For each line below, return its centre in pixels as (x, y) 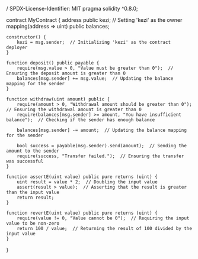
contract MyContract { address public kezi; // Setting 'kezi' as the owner (94, 20)
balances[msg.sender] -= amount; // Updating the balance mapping (102, 130)
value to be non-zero (33, 224)
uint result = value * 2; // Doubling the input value (87, 182)
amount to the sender (33, 151)
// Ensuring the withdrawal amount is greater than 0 (74, 109)
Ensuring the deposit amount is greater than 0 (66, 73)
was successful (25, 161)
